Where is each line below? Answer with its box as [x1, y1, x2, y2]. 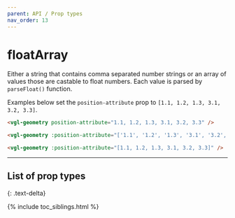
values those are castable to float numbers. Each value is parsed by [7, 78, 203, 86]
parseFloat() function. [7, 85, 73, 93]
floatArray [7, 47, 69, 63]
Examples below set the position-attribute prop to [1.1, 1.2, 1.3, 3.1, [7, 99, 221, 107]
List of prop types [7, 170, 86, 182]
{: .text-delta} [7, 189, 46, 197]
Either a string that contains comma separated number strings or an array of [7, 70, 227, 78]
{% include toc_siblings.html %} [7, 202, 99, 210]
